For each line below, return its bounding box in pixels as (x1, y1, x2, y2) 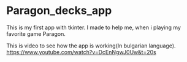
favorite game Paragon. (6, 30, 66, 37)
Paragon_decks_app (6, 4, 112, 18)
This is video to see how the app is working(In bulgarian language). (6, 42, 176, 49)
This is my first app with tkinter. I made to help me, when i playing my (6, 24, 181, 31)
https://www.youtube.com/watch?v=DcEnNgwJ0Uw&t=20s (6, 48, 156, 55)
